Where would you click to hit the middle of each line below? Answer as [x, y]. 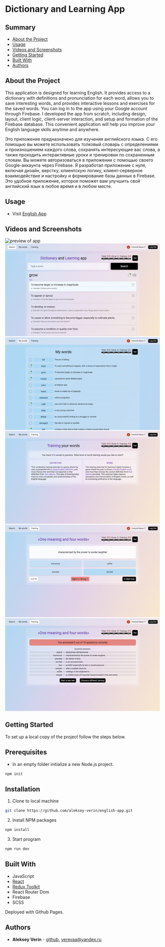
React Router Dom [31, 892]
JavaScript [23, 876]
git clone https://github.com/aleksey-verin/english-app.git [69, 811]
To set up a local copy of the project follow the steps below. [66, 737]
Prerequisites [26, 752]
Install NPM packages [34, 820]
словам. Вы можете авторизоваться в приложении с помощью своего [79, 160]
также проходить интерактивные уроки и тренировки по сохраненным [80, 154]
